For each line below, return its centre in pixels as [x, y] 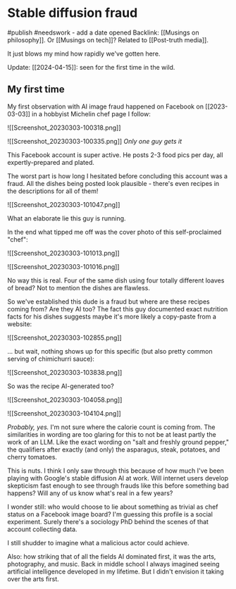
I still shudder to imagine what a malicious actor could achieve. [98, 542]
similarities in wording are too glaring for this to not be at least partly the [112, 434]
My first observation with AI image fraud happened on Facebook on [106, 106]
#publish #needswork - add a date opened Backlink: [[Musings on [103, 32]
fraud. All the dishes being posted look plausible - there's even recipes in [113, 183]
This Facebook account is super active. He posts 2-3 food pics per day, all [115, 155]
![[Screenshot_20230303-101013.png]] [63, 253]
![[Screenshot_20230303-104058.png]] [65, 399]
